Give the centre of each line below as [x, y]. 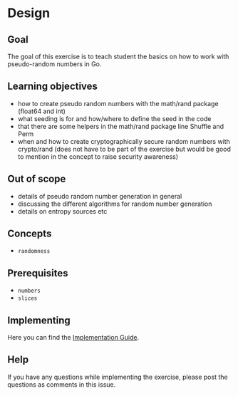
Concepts [30, 234]
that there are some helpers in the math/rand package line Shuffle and [121, 126]
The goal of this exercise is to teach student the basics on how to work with [118, 56]
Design [29, 13]
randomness [34, 251]
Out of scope [37, 179]
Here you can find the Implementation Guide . [73, 338]
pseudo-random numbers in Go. [55, 64]
